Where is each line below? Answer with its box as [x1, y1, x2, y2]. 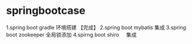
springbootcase [6, 4, 85, 17]
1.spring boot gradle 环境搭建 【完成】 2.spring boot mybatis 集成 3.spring [6, 24, 187, 31]
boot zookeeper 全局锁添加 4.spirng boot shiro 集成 [6, 31, 137, 38]
